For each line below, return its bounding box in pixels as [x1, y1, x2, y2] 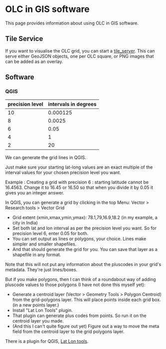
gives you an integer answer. [5, 190, 64, 196]
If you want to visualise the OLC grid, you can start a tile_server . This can [5, 47, 155, 53]
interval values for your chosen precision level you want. [5, 169, 121, 175]
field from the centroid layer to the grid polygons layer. [12, 328, 125, 334]
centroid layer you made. [12, 318, 64, 324]
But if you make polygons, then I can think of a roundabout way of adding [5, 276, 156, 282]
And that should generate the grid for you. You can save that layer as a [12, 246, 158, 252]
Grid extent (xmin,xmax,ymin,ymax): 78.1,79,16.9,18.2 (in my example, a [12, 214, 158, 220]
